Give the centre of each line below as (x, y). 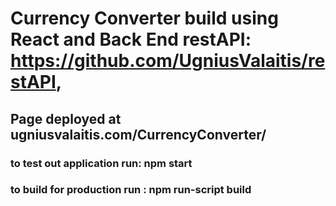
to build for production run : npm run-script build (131, 190)
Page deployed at (66, 118)
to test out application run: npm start (101, 163)
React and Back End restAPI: (131, 39)
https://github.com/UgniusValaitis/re (168, 61)
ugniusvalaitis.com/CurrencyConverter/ (138, 134)
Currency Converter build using (144, 18)
